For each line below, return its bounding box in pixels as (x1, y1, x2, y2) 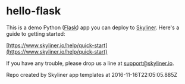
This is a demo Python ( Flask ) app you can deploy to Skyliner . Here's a (6, 24, 180, 31)
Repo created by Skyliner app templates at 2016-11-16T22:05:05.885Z (6, 71, 177, 78)
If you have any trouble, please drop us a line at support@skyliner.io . (6, 60, 174, 67)
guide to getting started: (6, 30, 65, 37)
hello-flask (6, 4, 61, 18)
